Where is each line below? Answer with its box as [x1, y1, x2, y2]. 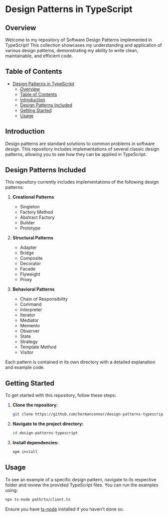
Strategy [20, 339, 38, 345]
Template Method [20, 344, 57, 350]
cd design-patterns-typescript [12, 431, 78, 436]
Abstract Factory [20, 214, 55, 220]
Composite [20, 255, 43, 262]
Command [20, 301, 42, 307]
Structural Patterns [12, 235, 54, 241]
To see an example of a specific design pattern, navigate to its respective [5, 476, 156, 482]
